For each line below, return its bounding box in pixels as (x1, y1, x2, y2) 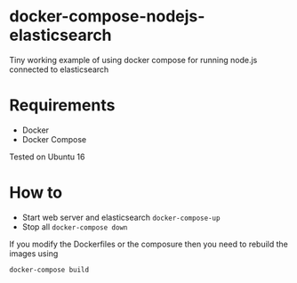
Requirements (9, 95, 116, 116)
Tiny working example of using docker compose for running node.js (9, 54, 258, 65)
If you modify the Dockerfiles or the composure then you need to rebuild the (9, 239, 289, 249)
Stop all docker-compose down (21, 221, 128, 232)
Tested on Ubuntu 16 (9, 151, 85, 162)
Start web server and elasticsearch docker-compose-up (21, 212, 221, 222)
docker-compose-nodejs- (9, 6, 205, 27)
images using (9, 247, 59, 259)
